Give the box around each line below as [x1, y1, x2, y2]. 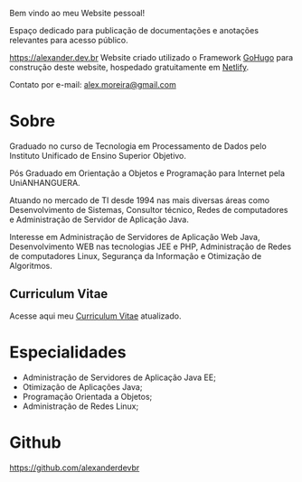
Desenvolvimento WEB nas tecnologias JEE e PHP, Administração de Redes [9, 241, 292, 252]
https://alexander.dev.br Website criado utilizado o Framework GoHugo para [9, 52, 294, 62]
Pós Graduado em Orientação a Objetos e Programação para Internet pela [9, 167, 286, 179]
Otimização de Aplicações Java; [22, 381, 143, 392]
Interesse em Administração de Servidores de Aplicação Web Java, [9, 231, 260, 242]
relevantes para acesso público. [9, 35, 128, 45]
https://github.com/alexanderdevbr [9, 462, 140, 473]
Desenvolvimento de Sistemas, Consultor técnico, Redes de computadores [9, 204, 288, 215]
